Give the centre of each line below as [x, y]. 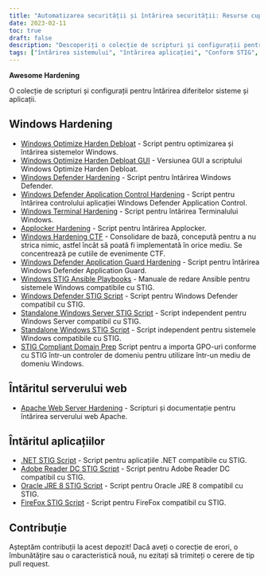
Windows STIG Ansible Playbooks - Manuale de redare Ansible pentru [135, 279]
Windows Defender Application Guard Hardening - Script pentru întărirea [140, 262]
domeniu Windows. [52, 363]
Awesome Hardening [45, 75]
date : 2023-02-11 [38, 23]
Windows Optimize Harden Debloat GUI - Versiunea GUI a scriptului [131, 160]
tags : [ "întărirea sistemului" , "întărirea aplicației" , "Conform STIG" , [134, 53]
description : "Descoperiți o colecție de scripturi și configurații [125, 45]
